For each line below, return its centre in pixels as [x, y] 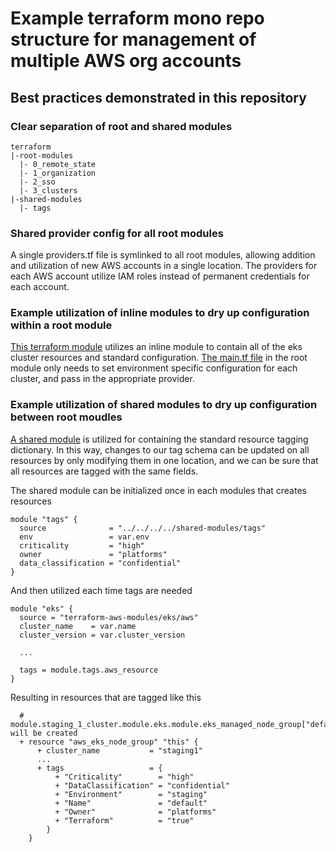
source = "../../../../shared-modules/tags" [143, 528]
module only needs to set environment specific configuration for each [154, 368]
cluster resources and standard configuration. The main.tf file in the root [159, 358]
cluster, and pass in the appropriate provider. [102, 379]
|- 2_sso [37, 182]
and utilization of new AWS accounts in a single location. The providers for [164, 266]
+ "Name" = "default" [131, 803]
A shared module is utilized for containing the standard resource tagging [159, 439]
